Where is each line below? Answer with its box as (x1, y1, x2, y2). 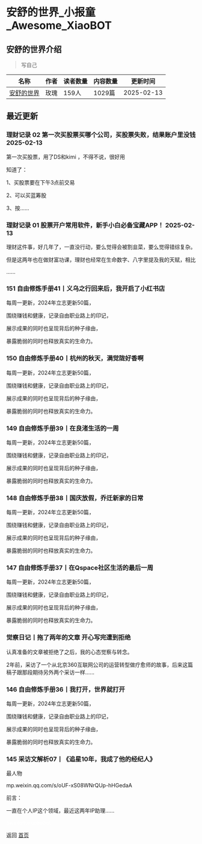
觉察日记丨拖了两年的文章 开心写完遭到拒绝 (6, 634, 131, 642)
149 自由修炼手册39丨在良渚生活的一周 (6, 424, 119, 432)
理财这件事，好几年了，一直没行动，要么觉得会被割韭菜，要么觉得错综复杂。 (6, 243, 196, 250)
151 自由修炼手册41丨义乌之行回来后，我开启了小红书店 (6, 284, 165, 292)
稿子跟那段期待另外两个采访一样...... (6, 669, 95, 676)
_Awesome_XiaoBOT (6, 19, 112, 33)
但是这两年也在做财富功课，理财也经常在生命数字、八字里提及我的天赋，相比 (6, 256, 196, 263)
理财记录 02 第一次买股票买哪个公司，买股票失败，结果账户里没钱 (6, 131, 196, 139)
